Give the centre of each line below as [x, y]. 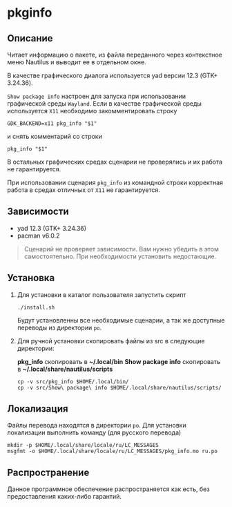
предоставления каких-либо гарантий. [65, 497]
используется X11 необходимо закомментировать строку [92, 111]
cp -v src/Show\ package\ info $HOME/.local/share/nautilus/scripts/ [119, 388]
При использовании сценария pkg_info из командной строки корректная [115, 182]
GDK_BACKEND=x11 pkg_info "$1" [52, 124]
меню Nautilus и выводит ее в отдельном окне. [77, 62]
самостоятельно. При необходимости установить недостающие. [120, 256]
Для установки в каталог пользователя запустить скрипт [101, 294]
